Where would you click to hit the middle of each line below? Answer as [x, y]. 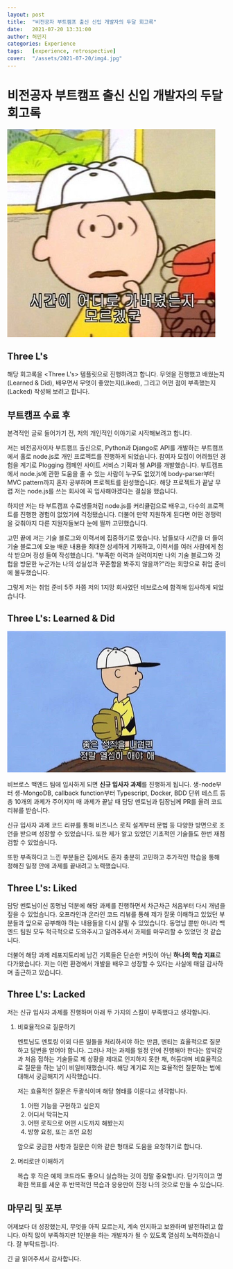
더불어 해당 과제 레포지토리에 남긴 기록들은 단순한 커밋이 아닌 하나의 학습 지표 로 [114, 955]
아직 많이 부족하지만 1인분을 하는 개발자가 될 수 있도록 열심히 [103, 1235]
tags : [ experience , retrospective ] [62, 51]
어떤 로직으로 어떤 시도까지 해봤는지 [76, 1123]
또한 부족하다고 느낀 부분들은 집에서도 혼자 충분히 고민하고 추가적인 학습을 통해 [114, 857]
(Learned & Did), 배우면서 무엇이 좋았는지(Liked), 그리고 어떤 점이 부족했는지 [112, 383]
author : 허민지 [27, 37]
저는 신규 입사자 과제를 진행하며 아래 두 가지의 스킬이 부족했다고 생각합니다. [109, 1012]
